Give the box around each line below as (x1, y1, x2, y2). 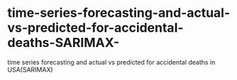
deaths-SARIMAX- (7, 35, 120, 51)
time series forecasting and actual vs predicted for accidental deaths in (7, 58, 216, 66)
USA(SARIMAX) (7, 65, 53, 74)
